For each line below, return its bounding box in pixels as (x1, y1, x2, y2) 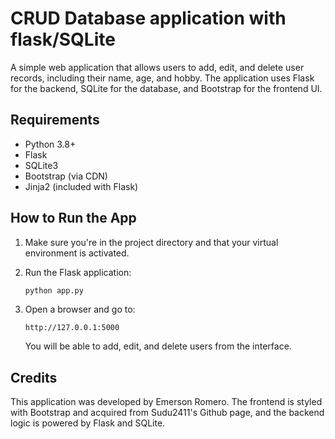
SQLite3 (24, 159, 59, 171)
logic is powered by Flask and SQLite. (10, 417, 166, 429)
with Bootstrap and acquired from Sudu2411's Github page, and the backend (10, 407, 325, 419)
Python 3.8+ (24, 138, 77, 150)
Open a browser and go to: (24, 303, 136, 316)
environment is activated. (24, 247, 130, 259)
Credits (10, 369, 58, 386)
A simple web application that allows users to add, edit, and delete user (10, 61, 305, 73)
